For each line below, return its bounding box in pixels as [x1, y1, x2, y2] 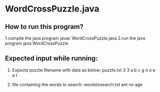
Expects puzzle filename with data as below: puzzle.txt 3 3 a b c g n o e [12, 67, 156, 73]
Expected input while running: [5, 54, 98, 63]
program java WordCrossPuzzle [5, 40, 69, 46]
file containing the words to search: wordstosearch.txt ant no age [12, 81, 143, 87]
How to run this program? [5, 23, 84, 31]
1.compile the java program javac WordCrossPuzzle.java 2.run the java [5, 35, 145, 41]
